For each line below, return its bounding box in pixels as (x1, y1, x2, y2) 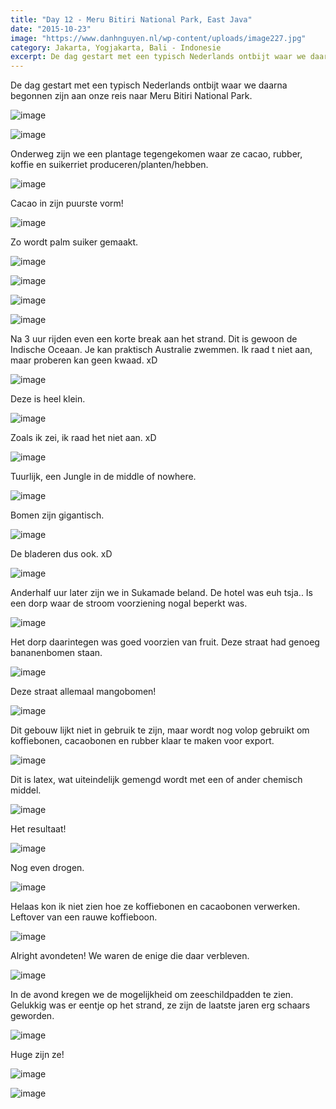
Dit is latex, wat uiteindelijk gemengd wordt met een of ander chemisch (10, 774, 303, 786)
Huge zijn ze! (10, 1049, 65, 1061)
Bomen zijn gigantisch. (10, 509, 105, 521)
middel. (10, 784, 42, 796)
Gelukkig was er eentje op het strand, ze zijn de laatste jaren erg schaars (10, 999, 311, 1011)
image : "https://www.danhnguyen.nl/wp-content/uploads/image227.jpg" (10, 33, 307, 43)
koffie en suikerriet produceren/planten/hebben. (10, 159, 209, 171)
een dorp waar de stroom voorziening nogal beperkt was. (10, 597, 248, 610)
